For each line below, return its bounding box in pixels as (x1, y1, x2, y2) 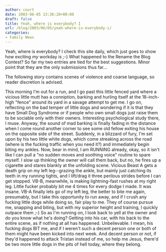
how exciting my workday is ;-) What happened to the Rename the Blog (5, 53, 151, 59)
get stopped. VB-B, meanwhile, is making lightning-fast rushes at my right (5, 178, 156, 184)
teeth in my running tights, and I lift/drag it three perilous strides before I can (5, 173, 161, 179)
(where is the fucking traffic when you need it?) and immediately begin (5, 141, 150, 147)
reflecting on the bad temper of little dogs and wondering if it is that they (5, 104, 154, 110)
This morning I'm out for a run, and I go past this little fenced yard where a (5, 89, 157, 95)
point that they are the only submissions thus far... (5, 64, 108, 70)
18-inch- (142, 94, 160, 100)
